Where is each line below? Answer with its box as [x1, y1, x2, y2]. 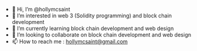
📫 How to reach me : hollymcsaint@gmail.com [11, 38, 128, 45]
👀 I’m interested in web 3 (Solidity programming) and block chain [11, 12, 172, 19]
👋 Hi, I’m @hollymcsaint [11, 6, 71, 13]
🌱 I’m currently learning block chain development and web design [11, 25, 174, 32]
